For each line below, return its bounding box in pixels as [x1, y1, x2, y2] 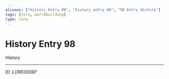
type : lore [5, 16, 28, 21]
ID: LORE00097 [5, 69, 37, 75]
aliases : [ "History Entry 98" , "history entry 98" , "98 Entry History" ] [5, 7, 161, 12]
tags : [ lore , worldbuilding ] [5, 12, 66, 17]
